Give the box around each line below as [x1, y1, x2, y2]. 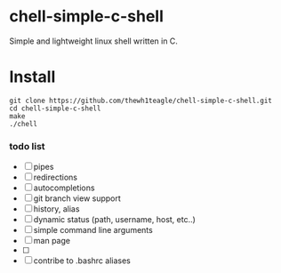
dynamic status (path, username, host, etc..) [33, 214, 196, 225]
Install [9, 67, 56, 87]
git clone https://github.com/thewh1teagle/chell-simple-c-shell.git [9, 96, 273, 105]
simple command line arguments [33, 225, 153, 236]
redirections [33, 172, 78, 183]
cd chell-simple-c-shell [9, 104, 101, 113]
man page [33, 236, 71, 246]
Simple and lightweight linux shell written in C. [9, 36, 178, 46]
